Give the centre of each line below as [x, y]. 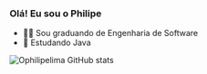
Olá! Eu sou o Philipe [56, 14]
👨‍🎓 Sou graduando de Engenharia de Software [110, 33]
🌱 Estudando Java [57, 42]
